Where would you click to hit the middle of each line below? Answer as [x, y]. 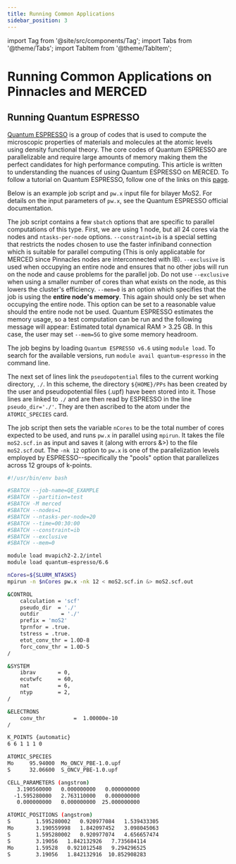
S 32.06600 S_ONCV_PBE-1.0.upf [63, 769]
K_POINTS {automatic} [39, 738]
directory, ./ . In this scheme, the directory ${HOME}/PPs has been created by [117, 384]
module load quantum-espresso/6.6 [58, 562]
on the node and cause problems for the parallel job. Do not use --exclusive [118, 274]
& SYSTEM [19, 666]
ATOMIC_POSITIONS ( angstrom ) [50, 815]
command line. [29, 363]
